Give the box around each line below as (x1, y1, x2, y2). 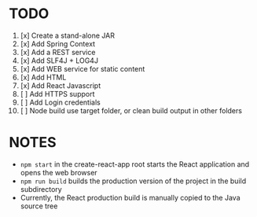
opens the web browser (20, 167, 97, 177)
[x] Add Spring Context (20, 39, 96, 48)
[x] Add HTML (20, 72, 67, 82)
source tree (20, 201, 58, 211)
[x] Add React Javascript (20, 80, 101, 90)
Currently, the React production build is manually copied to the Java (20, 193, 240, 202)
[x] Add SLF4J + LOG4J (20, 56, 99, 65)
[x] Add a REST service (20, 47, 96, 57)
